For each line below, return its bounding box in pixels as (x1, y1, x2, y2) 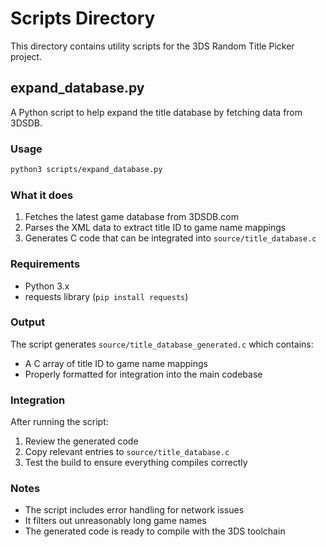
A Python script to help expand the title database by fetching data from (10, 106, 303, 118)
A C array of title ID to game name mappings (24, 357, 208, 369)
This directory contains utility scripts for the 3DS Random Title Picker (10, 40, 295, 52)
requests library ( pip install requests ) (24, 290, 189, 302)
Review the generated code (24, 435, 139, 447)
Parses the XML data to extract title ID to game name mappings (24, 222, 287, 234)
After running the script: (10, 416, 109, 428)
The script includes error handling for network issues (24, 504, 245, 516)
